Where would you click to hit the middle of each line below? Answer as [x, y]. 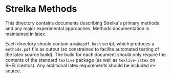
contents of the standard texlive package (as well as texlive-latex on [80, 60]
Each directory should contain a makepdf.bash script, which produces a [80, 43]
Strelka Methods [41, 9]
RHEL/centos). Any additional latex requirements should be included [77, 65]
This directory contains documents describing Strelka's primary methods [82, 23]
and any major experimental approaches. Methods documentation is [77, 28]
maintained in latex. [26, 34]
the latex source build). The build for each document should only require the [86, 55]
